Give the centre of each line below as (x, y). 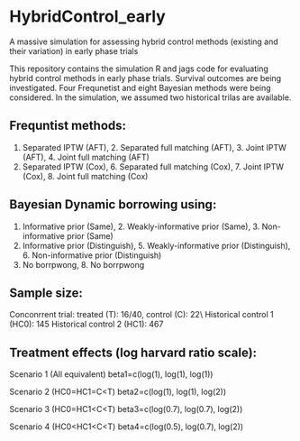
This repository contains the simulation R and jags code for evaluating (139, 69)
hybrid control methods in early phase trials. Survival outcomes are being (145, 78)
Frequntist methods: (68, 126)
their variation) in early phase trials (74, 51)
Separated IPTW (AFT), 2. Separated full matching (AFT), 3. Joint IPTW (154, 147)
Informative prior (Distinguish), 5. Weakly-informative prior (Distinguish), (156, 245)
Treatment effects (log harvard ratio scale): (133, 352)
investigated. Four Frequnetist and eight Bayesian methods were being (141, 87)
